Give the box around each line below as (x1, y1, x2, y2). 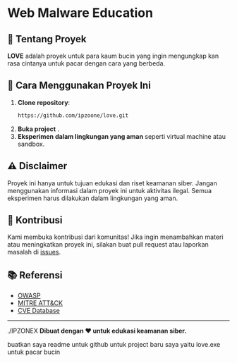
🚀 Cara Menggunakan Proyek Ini (7, 80, 152, 92)
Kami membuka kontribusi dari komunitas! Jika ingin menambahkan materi (7, 233, 224, 241)
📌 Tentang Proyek (7, 33, 87, 45)
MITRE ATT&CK (17, 299, 63, 307)
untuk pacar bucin (7, 347, 61, 357)
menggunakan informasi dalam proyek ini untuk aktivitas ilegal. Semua (7, 186, 212, 195)
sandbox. (17, 140, 45, 148)
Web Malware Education (7, 5, 154, 21)
